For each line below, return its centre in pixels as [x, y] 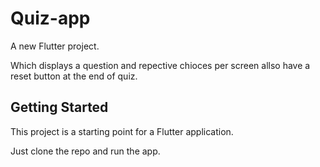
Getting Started [59, 107]
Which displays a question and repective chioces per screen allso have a [160, 65]
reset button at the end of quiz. [74, 76]
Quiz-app [50, 18]
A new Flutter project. [55, 46]
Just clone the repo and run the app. [85, 151]
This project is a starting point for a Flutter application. [122, 131]
